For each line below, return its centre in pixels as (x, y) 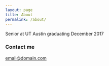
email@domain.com (26, 58)
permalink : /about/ (26, 19)
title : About (19, 15)
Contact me (20, 47)
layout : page (19, 10)
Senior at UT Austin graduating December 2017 (55, 34)
